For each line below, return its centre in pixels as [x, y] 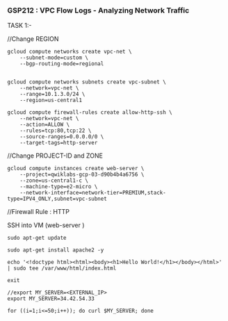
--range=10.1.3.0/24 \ [52, 94]
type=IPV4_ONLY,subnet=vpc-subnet [57, 199]
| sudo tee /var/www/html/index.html [62, 269]
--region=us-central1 [51, 100]
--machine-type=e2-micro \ [59, 187]
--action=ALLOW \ [45, 125]
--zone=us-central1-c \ [54, 181]
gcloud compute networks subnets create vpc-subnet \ [87, 82]
